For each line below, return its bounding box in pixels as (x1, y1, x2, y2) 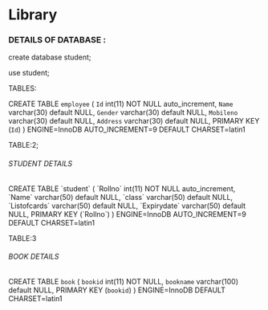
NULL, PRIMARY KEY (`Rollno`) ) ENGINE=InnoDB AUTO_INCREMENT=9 (8, 209, 246, 218)
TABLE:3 (8, 233, 37, 243)
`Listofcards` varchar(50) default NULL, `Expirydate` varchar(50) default (8, 201, 246, 210)
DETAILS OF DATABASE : (8, 35, 107, 46)
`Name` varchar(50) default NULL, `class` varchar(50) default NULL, (8, 192, 233, 202)
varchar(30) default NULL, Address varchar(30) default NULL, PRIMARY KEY (8, 116, 260, 126)
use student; (8, 68, 50, 78)
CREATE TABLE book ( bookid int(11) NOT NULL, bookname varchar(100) (8, 276, 239, 286)
